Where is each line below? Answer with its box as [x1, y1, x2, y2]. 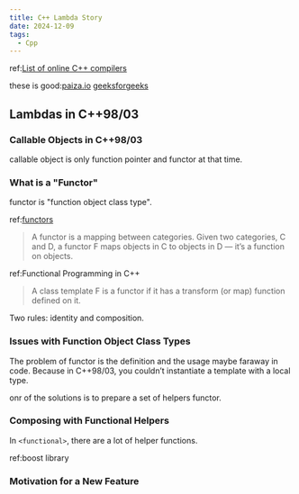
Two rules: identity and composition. [9, 312, 144, 324]
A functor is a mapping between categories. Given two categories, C [31, 231, 286, 243]
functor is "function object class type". [9, 197, 152, 208]
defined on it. [31, 295, 81, 306]
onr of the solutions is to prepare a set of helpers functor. [9, 392, 222, 403]
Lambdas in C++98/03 [9, 106, 140, 121]
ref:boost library [9, 452, 69, 463]
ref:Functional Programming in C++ [9, 268, 140, 279]
